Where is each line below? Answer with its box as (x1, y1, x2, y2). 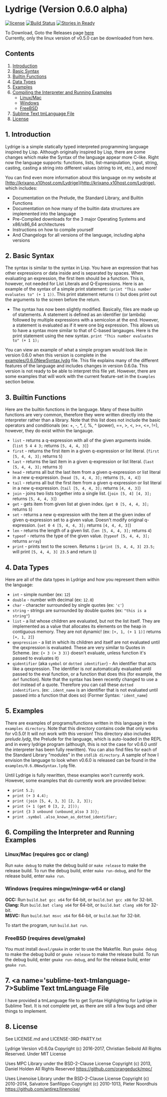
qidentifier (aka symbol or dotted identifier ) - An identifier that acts (12, 661, 157, 666)
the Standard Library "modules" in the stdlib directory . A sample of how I (5, 751, 159, 757)
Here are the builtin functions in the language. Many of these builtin (5, 406, 143, 412)
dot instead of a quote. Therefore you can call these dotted (12, 682, 134, 688)
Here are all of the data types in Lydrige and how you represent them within (5, 577, 160, 582)
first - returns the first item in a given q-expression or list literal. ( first (12, 448, 160, 454)
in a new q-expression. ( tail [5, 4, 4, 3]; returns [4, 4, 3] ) (12, 485, 141, 491)
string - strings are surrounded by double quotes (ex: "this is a (12, 608, 147, 613)
